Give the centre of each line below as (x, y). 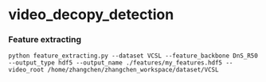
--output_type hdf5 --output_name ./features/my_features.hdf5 (115, 63)
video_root (26, 70)
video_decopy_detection (91, 15)
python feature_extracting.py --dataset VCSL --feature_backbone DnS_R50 (133, 56)
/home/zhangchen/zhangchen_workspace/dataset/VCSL (133, 70)
